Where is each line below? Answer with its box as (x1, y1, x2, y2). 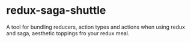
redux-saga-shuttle (6, 4, 106, 17)
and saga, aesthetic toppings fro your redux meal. (6, 29, 130, 36)
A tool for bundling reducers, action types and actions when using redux (6, 23, 185, 30)
